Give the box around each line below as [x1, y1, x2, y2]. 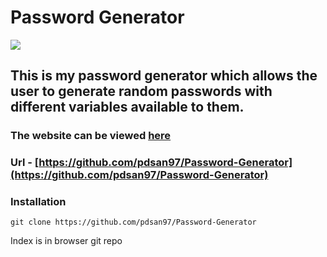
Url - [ [10, 156, 40, 170]
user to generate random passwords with [10, 83, 273, 100]
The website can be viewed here [10, 129, 172, 143]
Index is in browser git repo [10, 235, 123, 247]
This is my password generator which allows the [10, 67, 318, 85]
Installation [10, 195, 67, 209]
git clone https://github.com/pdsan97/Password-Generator [10, 217, 257, 228]
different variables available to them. [10, 99, 245, 116]
